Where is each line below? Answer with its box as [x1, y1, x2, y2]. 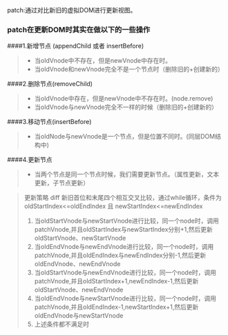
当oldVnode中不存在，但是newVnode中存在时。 [34, 57, 171, 65]
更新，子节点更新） [34, 179, 90, 187]
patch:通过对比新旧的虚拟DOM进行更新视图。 [7, 6, 137, 14]
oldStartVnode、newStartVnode [34, 234, 126, 243]
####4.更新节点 [7, 156, 53, 164]
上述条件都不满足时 [34, 320, 90, 329]
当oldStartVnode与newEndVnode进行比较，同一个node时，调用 [34, 268, 216, 277]
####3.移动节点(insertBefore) [7, 118, 92, 126]
